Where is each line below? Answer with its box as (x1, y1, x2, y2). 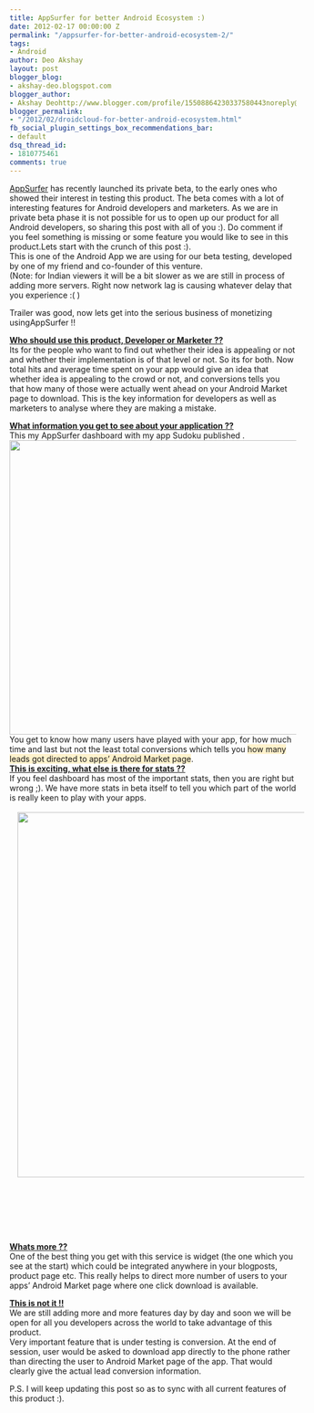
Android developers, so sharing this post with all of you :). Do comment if (9, 221, 284, 233)
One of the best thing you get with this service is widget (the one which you (9, 1251, 294, 1261)
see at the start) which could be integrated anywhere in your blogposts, (9, 1261, 278, 1272)
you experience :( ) (9, 289, 80, 300)
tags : (9, 38, 30, 48)
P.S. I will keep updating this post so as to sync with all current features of (9, 1383, 287, 1394)
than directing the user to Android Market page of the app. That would (9, 1355, 273, 1366)
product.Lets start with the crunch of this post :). (9, 241, 191, 252)
